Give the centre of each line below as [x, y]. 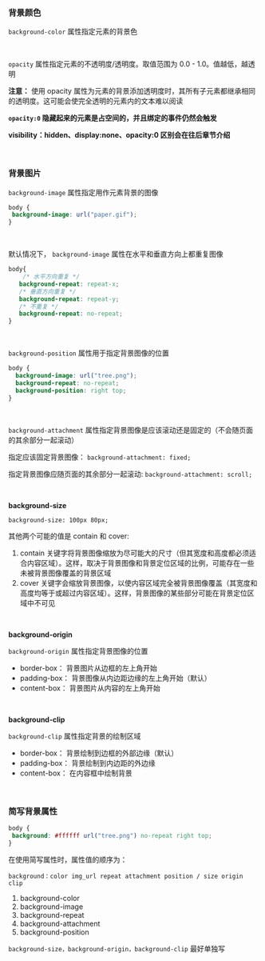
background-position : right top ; [71, 390]
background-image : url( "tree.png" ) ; [76, 376]
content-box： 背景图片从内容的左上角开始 [90, 688]
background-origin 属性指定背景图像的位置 [78, 651]
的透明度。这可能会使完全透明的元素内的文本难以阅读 [96, 101]
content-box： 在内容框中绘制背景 [76, 773]
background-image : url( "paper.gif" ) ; [74, 215]
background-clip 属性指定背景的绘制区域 [75, 736]
